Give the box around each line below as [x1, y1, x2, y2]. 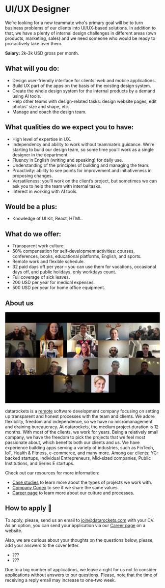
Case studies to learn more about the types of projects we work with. [12, 479, 152, 485]
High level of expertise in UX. [12, 136, 72, 142]
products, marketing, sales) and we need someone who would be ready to [5, 35, 156, 41]
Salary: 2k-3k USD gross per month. [5, 50, 80, 56]
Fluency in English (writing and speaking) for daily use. [12, 157, 124, 163]
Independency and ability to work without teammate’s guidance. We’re [12, 141, 155, 147]
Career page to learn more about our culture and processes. [12, 490, 135, 496]
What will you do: [5, 64, 59, 73]
